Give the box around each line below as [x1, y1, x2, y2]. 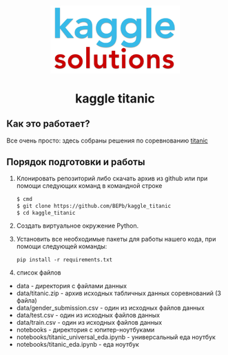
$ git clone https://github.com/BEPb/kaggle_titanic [16, 203, 172, 210]
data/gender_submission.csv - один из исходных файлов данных [16, 304, 205, 312]
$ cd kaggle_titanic [16, 210, 76, 217]
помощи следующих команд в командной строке [16, 182, 163, 190]
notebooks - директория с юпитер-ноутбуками [16, 325, 155, 334]
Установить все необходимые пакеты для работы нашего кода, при [16, 235, 216, 244]
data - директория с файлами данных [16, 282, 127, 290]
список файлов [16, 268, 61, 277]
